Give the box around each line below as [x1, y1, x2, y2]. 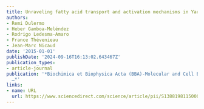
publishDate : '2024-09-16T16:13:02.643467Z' [6, 54, 121, 60]
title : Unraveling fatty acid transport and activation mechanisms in [6, 8, 189, 15]
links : [6, 82, 23, 88]
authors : [6, 15, 29, 21]
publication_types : [6, 59, 56, 65]
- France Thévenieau [6, 37, 59, 43]
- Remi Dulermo [6, 20, 45, 26]
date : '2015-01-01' [6, 48, 56, 54]
